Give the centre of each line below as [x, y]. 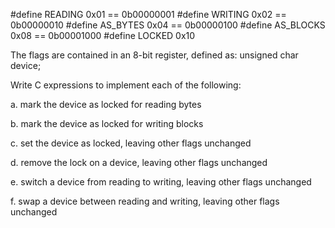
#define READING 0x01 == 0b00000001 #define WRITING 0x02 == [148, 14]
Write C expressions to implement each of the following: [126, 85]
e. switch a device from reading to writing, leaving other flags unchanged [161, 182]
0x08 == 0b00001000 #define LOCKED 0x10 [103, 35]
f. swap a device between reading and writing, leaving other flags [145, 201]
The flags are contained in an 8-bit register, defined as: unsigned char [154, 55]
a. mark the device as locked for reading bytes [106, 104]
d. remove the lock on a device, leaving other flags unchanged [139, 162]
